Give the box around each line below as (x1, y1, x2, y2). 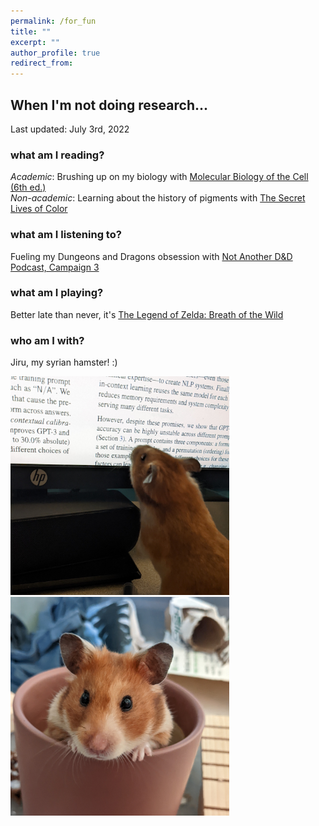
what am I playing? (10, 286, 104, 300)
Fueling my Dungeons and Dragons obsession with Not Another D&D (10, 250, 293, 262)
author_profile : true (10, 48, 101, 58)
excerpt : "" (10, 37, 60, 47)
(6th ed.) (10, 181, 47, 194)
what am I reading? (10, 148, 105, 162)
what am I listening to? (10, 228, 122, 242)
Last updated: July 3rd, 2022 (10, 123, 130, 135)
